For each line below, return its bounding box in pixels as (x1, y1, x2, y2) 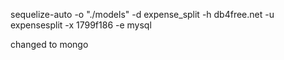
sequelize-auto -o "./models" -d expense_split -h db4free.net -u (10, 9, 275, 20)
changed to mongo (10, 39, 89, 50)
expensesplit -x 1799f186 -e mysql (10, 19, 152, 31)
